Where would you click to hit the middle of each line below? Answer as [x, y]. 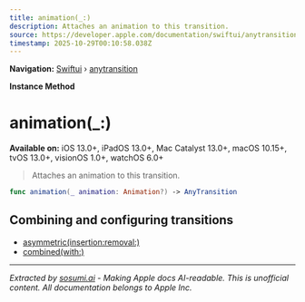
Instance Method [42, 86]
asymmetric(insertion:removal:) [81, 242]
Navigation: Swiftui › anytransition [74, 69]
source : [24, 34]
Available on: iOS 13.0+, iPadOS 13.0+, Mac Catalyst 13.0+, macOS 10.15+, [148, 148]
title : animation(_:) [50, 18]
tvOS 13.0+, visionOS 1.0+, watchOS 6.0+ [87, 158]
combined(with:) [53, 251]
